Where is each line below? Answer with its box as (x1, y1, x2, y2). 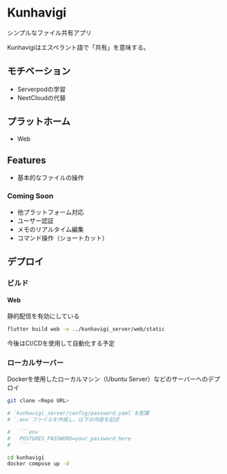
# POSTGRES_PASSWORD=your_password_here (7, 435, 131, 442)
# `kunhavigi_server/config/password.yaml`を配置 (7, 410, 150, 417)
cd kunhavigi (7, 454, 45, 461)
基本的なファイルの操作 (17, 174, 84, 182)
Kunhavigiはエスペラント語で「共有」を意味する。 (7, 43, 150, 51)
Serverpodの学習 (17, 85, 66, 93)
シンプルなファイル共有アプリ (7, 28, 92, 37)
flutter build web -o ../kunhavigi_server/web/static (7, 326, 166, 333)
